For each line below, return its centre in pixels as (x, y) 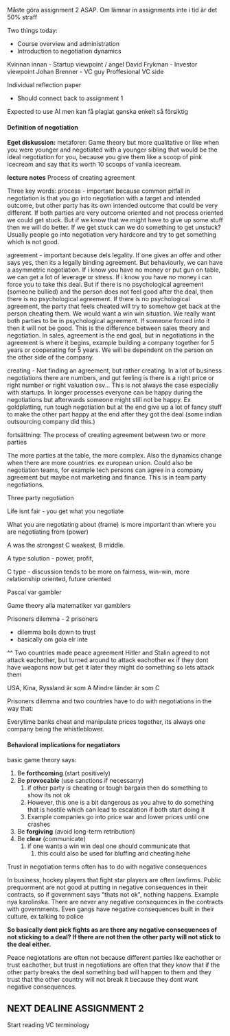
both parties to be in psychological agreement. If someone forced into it (108, 321)
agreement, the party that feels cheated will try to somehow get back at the (114, 306)
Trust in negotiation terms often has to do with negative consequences (107, 867)
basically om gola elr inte (52, 639)
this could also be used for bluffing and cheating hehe (114, 853)
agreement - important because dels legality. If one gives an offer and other (114, 255)
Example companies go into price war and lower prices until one (118, 817)
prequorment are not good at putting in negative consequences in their (107, 887)
